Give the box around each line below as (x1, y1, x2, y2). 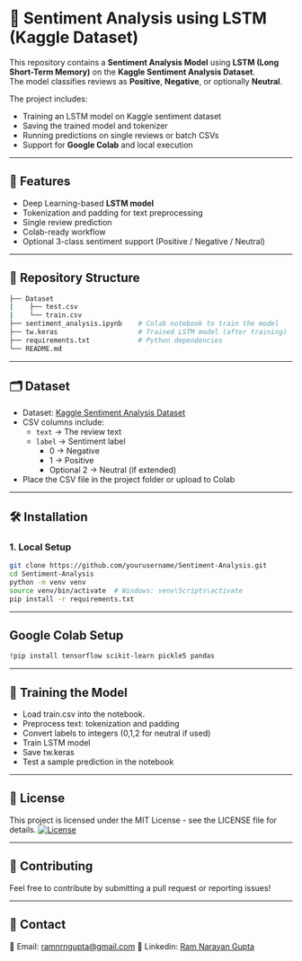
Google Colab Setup (9, 628, 124, 643)
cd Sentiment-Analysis (9, 569, 94, 578)
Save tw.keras (22, 747, 75, 758)
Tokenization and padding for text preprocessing (22, 207, 204, 218)
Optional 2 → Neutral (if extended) (49, 464, 177, 475)
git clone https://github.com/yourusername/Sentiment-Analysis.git (9, 561, 268, 570)
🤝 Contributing (9, 859, 93, 874)
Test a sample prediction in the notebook (22, 756, 174, 767)
